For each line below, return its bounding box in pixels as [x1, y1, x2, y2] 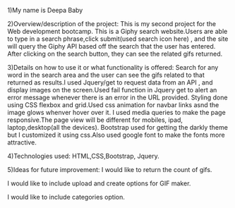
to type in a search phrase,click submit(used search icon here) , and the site [7, 35, 229, 43]
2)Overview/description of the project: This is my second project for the [7, 20, 217, 27]
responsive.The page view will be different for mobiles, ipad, [7, 116, 183, 124]
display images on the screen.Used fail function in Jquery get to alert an [7, 86, 217, 94]
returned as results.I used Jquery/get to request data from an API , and [7, 78, 213, 87]
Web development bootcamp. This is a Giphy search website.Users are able [7, 27, 228, 35]
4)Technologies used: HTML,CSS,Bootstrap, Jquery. [7, 152, 160, 160]
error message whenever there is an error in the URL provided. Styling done [7, 93, 228, 102]
